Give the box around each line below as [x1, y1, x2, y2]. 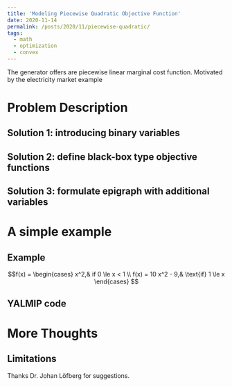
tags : [7, 29, 23, 37]
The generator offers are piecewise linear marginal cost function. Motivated [7, 67, 223, 76]
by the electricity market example [7, 75, 102, 83]
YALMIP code [7, 297, 67, 309]
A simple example [7, 224, 112, 240]
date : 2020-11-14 [7, 17, 57, 24]
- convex [13, 49, 39, 56]
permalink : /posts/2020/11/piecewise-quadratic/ [7, 23, 150, 30]
